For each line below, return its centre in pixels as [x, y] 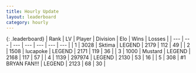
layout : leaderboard [31, 17]
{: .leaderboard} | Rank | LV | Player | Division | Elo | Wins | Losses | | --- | [95, 39]
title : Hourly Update [33, 11]
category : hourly [27, 22]
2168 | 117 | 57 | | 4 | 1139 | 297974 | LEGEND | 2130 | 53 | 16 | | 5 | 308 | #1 [96, 58]
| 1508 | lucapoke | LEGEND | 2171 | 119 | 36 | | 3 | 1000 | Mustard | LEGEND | [98, 51]
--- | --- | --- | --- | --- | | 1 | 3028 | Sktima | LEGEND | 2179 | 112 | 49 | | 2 [102, 45]
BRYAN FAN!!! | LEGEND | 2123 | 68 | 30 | [56, 64]
